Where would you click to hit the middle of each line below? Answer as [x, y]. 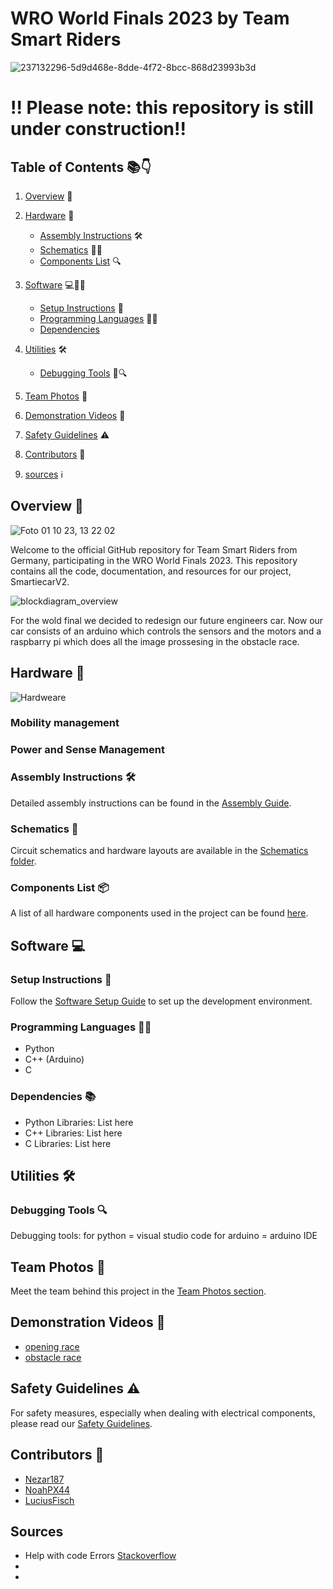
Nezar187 [44, 1479]
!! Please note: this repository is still [162, 108]
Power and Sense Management [87, 750]
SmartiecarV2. [40, 581]
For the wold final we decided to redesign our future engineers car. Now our [167, 620]
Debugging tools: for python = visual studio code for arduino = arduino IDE [164, 1236]
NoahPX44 [47, 1489]
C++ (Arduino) [54, 1059]
